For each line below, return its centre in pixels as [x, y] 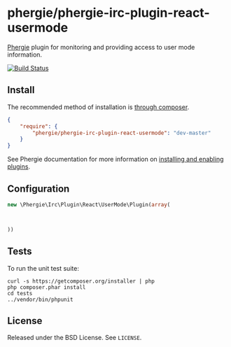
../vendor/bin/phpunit [40, 299]
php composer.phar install [47, 287]
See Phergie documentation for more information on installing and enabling [115, 160]
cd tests [20, 293]
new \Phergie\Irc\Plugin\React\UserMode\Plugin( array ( [89, 204]
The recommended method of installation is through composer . [98, 107]
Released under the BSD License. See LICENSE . [75, 338]
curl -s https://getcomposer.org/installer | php [81, 281]
